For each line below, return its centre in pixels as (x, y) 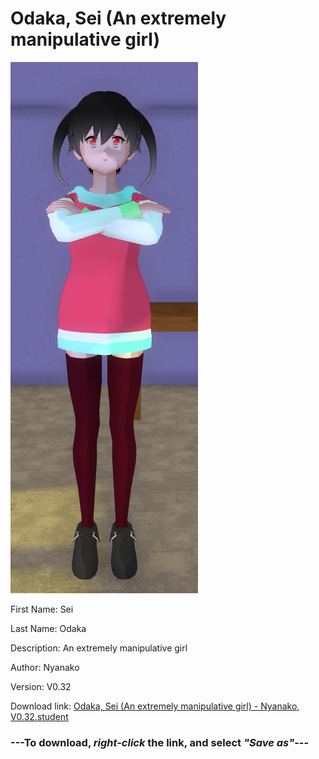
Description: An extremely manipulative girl (99, 648)
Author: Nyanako (45, 667)
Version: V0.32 (41, 686)
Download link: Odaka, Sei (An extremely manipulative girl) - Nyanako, (155, 706)
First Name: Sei (42, 609)
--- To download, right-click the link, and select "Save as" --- (160, 742)
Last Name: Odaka (48, 628)
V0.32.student (39, 716)
